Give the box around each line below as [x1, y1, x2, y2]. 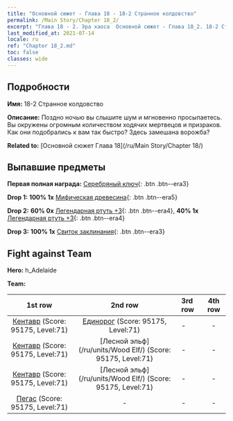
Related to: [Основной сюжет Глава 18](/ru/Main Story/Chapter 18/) [7, 141, 203, 149]
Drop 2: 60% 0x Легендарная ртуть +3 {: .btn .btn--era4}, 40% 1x [7, 206, 199, 215]
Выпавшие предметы [7, 161, 106, 173]
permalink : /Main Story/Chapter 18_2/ [7, 17, 119, 24]
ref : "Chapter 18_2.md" [7, 42, 76, 49]
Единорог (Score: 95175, [82, 317, 167, 327]
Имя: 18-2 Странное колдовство [7, 99, 104, 108]
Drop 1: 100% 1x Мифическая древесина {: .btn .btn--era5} [7, 193, 178, 201]
